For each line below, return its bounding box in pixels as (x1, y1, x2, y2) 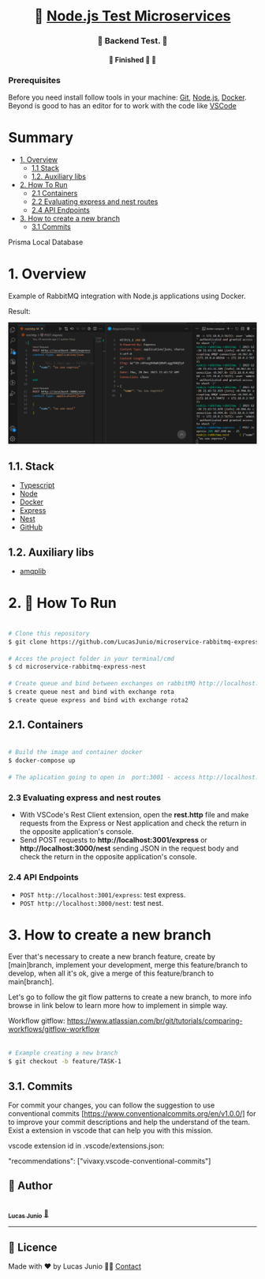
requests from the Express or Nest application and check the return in (19, 818, 247, 828)
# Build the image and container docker (8, 749, 144, 756)
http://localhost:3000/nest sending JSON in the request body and (19, 843, 239, 853)
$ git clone (8, 638, 47, 646)
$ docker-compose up (8, 756, 77, 765)
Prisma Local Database (8, 237, 84, 247)
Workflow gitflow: (8, 1016, 65, 1026)
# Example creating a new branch (8, 1049, 118, 1058)
